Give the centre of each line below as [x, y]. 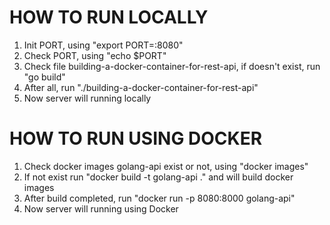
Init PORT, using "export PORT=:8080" [103, 45]
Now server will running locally [87, 98]
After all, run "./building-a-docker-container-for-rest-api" [141, 87]
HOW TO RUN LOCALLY [109, 17]
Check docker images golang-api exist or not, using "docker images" [166, 166]
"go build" [44, 77]
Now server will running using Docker [101, 208]
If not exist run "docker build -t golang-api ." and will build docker [158, 177]
